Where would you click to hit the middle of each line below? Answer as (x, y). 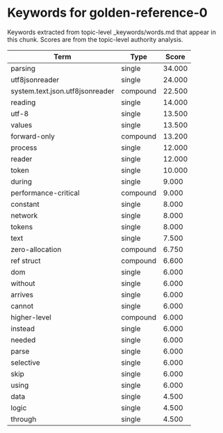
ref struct (26, 260)
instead (23, 329)
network (24, 215)
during (22, 181)
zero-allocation (36, 249)
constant (25, 204)
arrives (22, 294)
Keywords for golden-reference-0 (107, 13)
